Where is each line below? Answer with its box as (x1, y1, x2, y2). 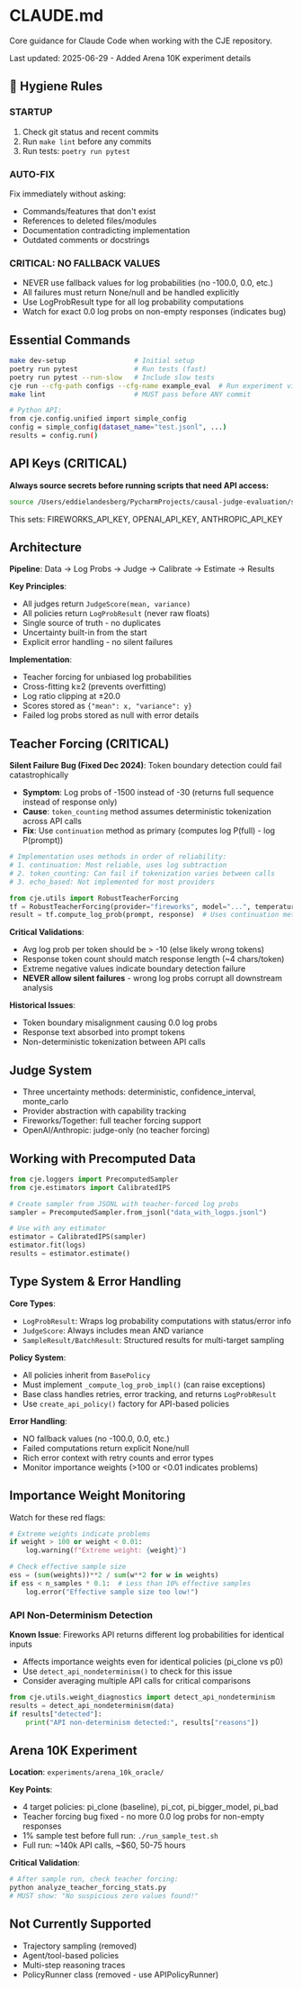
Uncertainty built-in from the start (22, 627, 147, 638)
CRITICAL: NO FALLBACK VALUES (9, 257, 161, 269)
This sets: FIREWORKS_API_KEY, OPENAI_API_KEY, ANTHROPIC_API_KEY (9, 513, 283, 524)
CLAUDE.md (9, 5, 104, 26)
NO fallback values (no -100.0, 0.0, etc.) (22, 1433, 171, 1444)
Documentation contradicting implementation (22, 224, 191, 235)
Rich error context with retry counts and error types (22, 1452, 214, 1463)
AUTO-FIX (9, 168, 56, 180)
